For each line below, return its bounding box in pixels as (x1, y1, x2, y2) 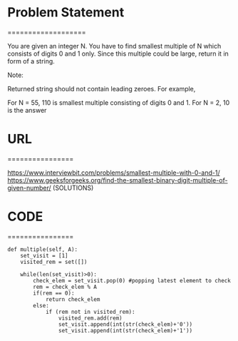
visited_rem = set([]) (20, 258, 88, 265)
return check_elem (45, 295, 100, 303)
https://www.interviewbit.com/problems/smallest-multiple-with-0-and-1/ (7, 168, 220, 177)
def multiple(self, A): (7, 245, 78, 253)
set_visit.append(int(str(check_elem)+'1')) (58, 327, 193, 334)
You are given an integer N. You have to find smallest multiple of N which (7, 41, 222, 50)
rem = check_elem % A (33, 283, 98, 290)
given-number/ (7, 183, 51, 192)
